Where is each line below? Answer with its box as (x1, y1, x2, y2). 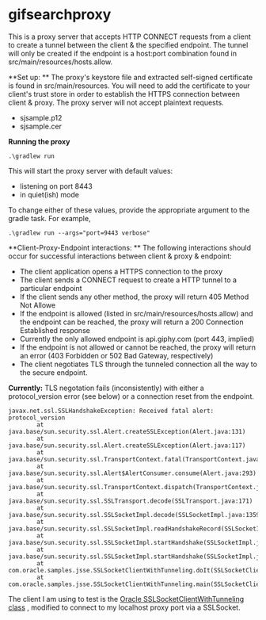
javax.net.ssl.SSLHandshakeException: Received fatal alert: (8, 407, 215, 415)
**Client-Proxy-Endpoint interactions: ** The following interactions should (8, 243, 252, 252)
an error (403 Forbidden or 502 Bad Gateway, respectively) (19, 350, 214, 360)
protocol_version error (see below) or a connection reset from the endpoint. (8, 391, 255, 401)
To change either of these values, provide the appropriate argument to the (8, 205, 250, 215)
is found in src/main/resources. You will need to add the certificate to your (8, 81, 251, 90)
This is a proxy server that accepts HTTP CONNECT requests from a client (8, 32, 252, 41)
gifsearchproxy (8, 6, 112, 24)
